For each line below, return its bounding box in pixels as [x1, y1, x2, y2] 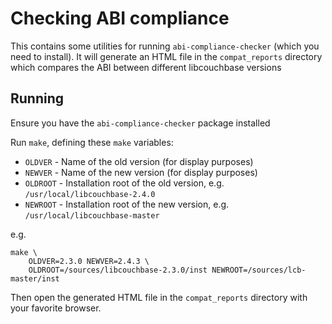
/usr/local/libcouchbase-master [24, 210, 160, 221]
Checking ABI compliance [10, 7, 230, 30]
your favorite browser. [10, 302, 102, 314]
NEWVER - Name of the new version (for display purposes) [24, 166, 258, 178]
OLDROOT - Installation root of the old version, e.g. [24, 177, 225, 189]
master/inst [10, 273, 60, 284]
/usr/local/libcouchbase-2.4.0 [24, 189, 156, 199]
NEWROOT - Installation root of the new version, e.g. [24, 198, 230, 210]
